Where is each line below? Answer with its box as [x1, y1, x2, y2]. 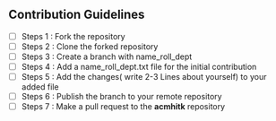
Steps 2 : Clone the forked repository [21, 40, 159, 52]
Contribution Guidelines [8, 7, 145, 22]
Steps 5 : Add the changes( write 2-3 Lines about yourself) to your [21, 72, 267, 82]
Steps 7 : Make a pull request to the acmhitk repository [21, 101, 226, 112]
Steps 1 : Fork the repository [21, 30, 126, 41]
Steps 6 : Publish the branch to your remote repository [21, 91, 222, 102]
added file [21, 82, 59, 92]
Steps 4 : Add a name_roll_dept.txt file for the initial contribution [21, 62, 257, 72]
